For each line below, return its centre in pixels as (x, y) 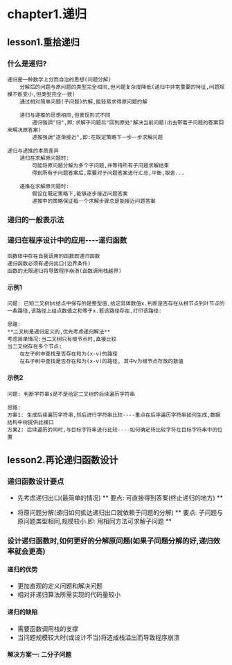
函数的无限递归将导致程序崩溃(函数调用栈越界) (65, 271)
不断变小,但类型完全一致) (44, 94)
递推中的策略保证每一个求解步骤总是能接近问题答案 (94, 201)
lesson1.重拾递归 (43, 42)
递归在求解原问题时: (44, 158)
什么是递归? (27, 63)
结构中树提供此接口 (30, 422)
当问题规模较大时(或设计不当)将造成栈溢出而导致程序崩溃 (98, 637)
